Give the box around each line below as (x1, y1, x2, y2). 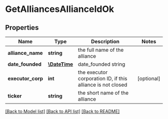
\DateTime (47, 61, 73, 68)
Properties (5, 23, 39, 32)
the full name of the (77, 46, 124, 53)
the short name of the (77, 90, 129, 96)
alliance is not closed (77, 81, 127, 88)
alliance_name (7, 50, 43, 56)
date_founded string (77, 61, 125, 68)
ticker (7, 93, 22, 99)
